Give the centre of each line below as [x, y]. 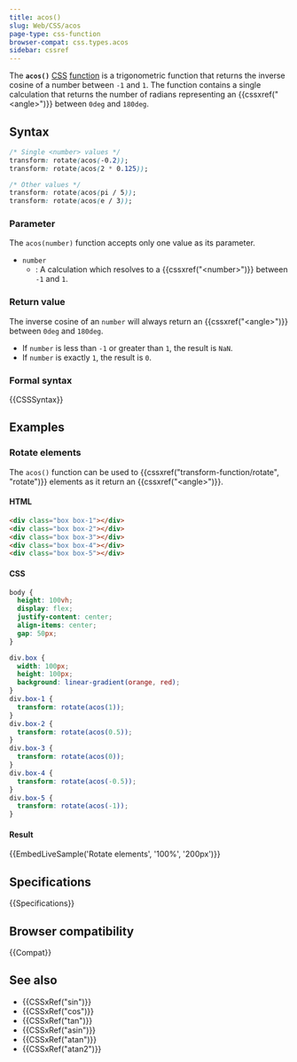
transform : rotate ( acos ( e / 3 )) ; [71, 201]
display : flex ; [45, 609]
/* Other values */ [45, 184]
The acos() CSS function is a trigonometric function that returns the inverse [147, 75]
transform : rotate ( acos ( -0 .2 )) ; [69, 160]
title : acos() [35, 17]
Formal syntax [41, 380]
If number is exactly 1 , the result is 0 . [87, 357]
